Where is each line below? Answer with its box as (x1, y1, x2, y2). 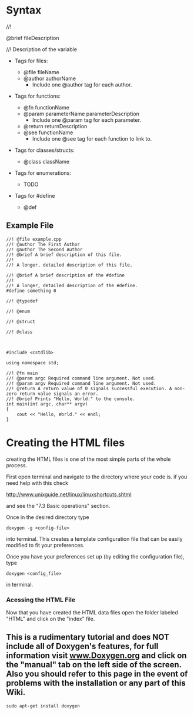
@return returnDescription (23, 122, 88, 129)
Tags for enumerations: (14, 169, 72, 177)
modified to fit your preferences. (6, 541, 85, 548)
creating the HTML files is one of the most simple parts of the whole (6, 455, 171, 463)
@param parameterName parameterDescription (23, 110, 139, 117)
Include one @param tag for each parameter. (32, 116, 141, 124)
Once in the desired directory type (6, 513, 89, 521)
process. (6, 461, 28, 468)
